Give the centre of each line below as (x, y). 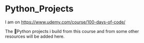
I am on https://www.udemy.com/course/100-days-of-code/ (65, 22)
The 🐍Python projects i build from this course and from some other (72, 31)
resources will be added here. (35, 36)
